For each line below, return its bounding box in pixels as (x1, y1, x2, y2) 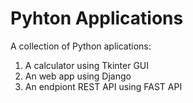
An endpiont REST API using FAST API (24, 80, 183, 92)
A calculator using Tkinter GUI (24, 59, 150, 71)
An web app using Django (24, 70, 132, 82)
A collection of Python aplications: (10, 40, 152, 52)
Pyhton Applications (10, 7, 184, 30)
